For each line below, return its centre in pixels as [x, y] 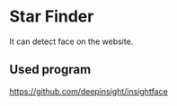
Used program [50, 70]
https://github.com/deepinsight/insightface [88, 91]
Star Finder [52, 17]
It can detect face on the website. [71, 41]
